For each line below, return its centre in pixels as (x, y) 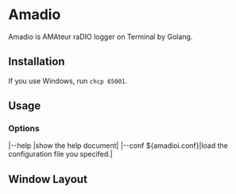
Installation (37, 62)
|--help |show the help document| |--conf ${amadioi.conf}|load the (118, 145)
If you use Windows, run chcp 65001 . (68, 80)
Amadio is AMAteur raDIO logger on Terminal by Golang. (101, 37)
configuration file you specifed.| (60, 154)
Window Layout (48, 179)
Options (24, 129)
